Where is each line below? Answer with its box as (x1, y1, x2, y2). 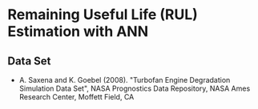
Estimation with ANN (7, 22, 149, 41)
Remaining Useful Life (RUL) (7, 6, 198, 24)
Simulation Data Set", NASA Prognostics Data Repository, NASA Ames (18, 84, 251, 93)
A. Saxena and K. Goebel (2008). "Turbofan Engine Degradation (18, 76, 231, 84)
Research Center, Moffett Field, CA (18, 92, 135, 101)
